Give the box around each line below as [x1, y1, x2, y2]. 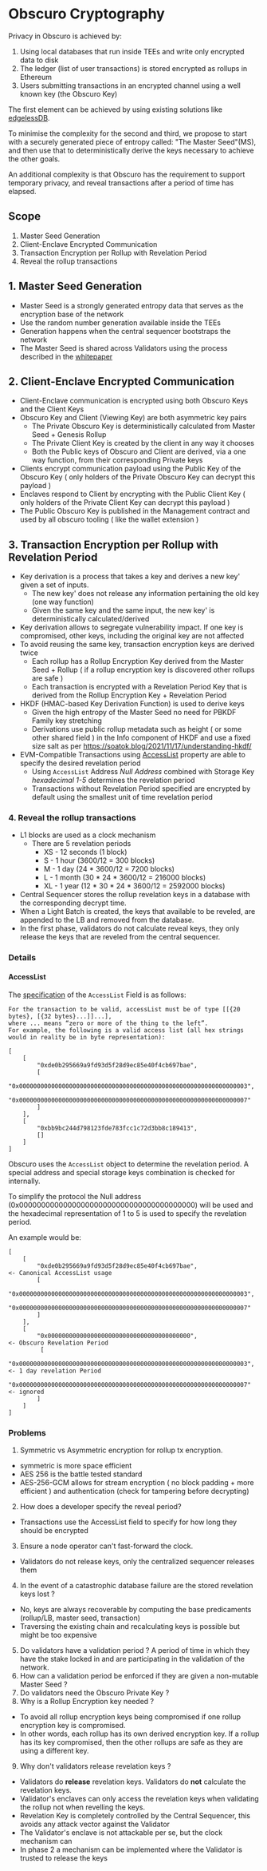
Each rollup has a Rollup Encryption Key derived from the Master [31, 657, 245, 666]
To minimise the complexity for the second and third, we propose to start [8, 129, 247, 138]
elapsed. [8, 186, 37, 196]
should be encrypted [19, 1525, 89, 1535]
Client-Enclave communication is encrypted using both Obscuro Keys [19, 396, 249, 406]
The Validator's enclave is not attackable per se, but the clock [19, 1827, 223, 1837]
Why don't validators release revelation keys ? [19, 1761, 171, 1770]
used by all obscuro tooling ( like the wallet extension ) [19, 514, 199, 524]
